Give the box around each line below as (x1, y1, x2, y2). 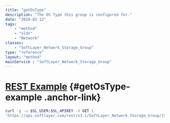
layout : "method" (5, 54, 42, 60)
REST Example (5, 81, 67, 93)
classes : (5, 40, 24, 46)
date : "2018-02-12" (5, 17, 47, 22)
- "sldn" (14, 31, 33, 36)
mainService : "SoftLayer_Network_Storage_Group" (5, 59, 112, 64)
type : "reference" (5, 50, 44, 55)
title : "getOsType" (5, 7, 47, 13)
